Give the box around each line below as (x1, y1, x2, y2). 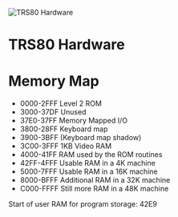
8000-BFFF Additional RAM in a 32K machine (19, 175, 171, 185)
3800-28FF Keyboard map (19, 124, 108, 134)
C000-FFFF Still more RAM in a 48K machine (19, 184, 169, 194)
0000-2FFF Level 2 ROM (19, 98, 103, 108)
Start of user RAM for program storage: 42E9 (8, 199, 158, 209)
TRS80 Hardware (8, 36, 126, 54)
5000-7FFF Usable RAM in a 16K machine (19, 167, 158, 176)
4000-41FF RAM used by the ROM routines (19, 150, 163, 159)
